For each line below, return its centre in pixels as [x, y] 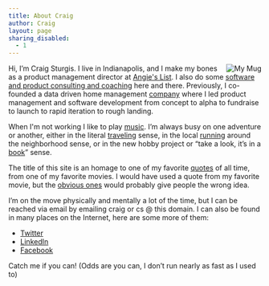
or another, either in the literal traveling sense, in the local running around [130, 135]
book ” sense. [30, 153]
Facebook [37, 251]
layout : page [30, 31]
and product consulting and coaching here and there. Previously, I [118, 86]
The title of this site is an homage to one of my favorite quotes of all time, [129, 168]
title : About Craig [41, 16]
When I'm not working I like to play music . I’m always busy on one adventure [135, 127]
